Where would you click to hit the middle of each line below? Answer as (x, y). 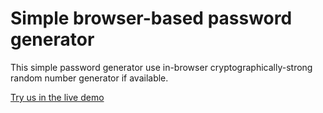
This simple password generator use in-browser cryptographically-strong (161, 67)
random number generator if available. (89, 78)
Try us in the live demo (57, 97)
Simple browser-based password (151, 18)
